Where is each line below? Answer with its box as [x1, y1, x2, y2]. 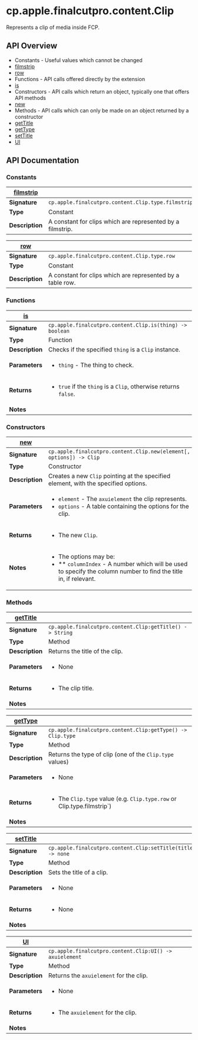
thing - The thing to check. [58, 361, 134, 369]
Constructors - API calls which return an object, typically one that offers [14, 88, 190, 95]
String [54, 629, 72, 637]
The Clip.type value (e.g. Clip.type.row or [58, 794, 177, 803]
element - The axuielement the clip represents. [58, 495, 187, 503]
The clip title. [58, 684, 94, 693]
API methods [14, 94, 46, 101]
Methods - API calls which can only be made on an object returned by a [14, 106, 189, 114]
